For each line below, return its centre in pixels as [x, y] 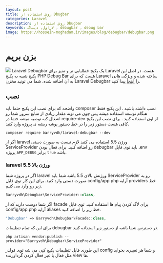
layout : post [19, 10]
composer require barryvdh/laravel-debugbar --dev [58, 132]
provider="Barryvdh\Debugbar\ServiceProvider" [54, 241]
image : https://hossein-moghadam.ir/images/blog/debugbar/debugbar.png [80, 32]
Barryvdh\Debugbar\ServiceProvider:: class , [51, 195]
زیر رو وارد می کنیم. [24, 186]
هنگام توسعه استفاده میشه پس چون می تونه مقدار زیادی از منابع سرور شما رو [76, 113]
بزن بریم [21, 56]
